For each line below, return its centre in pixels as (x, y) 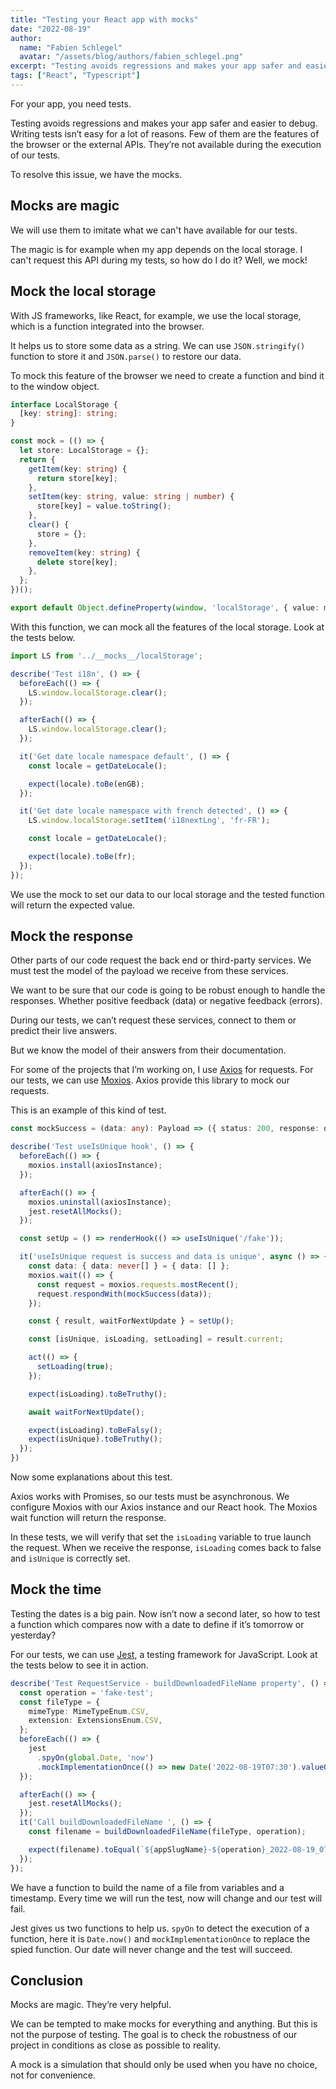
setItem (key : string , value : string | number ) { (131, 497)
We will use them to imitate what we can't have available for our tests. (154, 230)
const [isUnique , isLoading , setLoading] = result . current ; (156, 1339)
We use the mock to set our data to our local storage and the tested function (167, 894)
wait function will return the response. (88, 1518)
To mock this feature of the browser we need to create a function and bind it (167, 375)
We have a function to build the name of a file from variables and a (147, 1887)
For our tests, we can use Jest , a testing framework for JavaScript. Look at (164, 1654)
